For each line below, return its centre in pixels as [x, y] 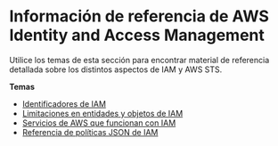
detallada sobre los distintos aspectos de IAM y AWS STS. [116, 69]
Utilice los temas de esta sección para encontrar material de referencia [139, 60]
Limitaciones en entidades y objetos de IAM [102, 113]
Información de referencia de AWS [139, 16]
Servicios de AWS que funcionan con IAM [99, 123]
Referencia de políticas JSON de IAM [90, 132]
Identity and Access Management [137, 35]
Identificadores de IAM [64, 103]
